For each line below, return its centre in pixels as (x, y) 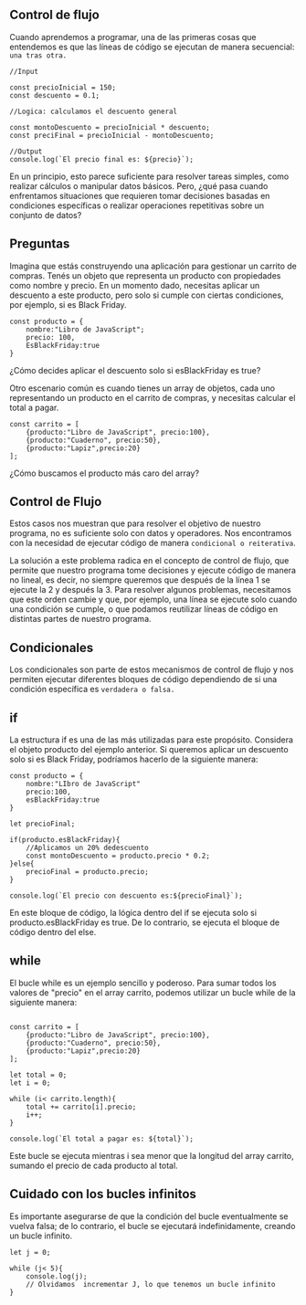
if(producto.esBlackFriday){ (65, 840)
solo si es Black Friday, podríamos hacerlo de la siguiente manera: (134, 759)
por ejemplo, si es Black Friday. (68, 304)
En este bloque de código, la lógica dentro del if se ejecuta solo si (133, 913)
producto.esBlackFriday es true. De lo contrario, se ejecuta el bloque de (145, 922)
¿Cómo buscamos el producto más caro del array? (104, 473)
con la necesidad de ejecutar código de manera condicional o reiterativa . (153, 543)
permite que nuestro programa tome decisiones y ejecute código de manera (153, 571)
